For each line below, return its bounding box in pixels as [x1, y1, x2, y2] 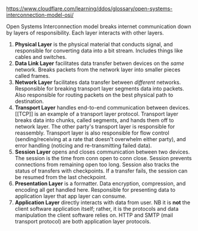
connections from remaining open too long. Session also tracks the [14, 161, 180, 168]
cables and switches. [14, 54, 67, 60]
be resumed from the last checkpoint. [14, 174, 107, 180]
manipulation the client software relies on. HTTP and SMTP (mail [14, 211, 174, 218]
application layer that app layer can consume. [14, 193, 127, 199]
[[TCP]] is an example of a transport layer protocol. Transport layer [14, 110, 178, 117]
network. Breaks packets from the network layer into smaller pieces [14, 66, 181, 73]
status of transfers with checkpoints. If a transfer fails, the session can [14, 167, 188, 174]
